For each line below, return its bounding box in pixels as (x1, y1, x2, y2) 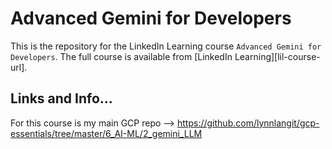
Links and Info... (10, 90, 113, 107)
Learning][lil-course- (234, 50, 321, 62)
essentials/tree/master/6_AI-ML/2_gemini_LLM (10, 127, 203, 139)
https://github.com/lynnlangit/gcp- (177, 117, 320, 129)
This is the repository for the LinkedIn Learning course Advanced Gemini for (10, 40, 322, 52)
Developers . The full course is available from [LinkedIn (10, 50, 233, 62)
